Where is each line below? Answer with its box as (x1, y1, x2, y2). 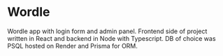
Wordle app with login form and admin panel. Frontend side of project (7, 27, 208, 35)
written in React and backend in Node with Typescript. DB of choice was (7, 34, 216, 42)
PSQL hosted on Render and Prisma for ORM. (7, 41, 138, 50)
